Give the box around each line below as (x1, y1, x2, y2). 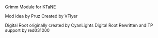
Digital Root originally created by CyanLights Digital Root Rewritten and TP (5, 22, 154, 28)
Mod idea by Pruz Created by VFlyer (5, 13, 78, 19)
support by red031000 (5, 28, 50, 33)
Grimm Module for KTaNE (5, 4, 56, 9)
